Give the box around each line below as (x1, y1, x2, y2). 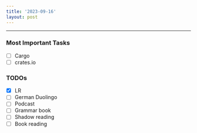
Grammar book (14, 107, 51, 114)
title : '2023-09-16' (6, 8, 57, 15)
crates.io (14, 59, 36, 66)
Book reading (14, 120, 47, 127)
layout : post (6, 14, 38, 20)
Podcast (14, 100, 35, 107)
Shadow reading (14, 114, 55, 121)
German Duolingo (14, 94, 57, 101)
